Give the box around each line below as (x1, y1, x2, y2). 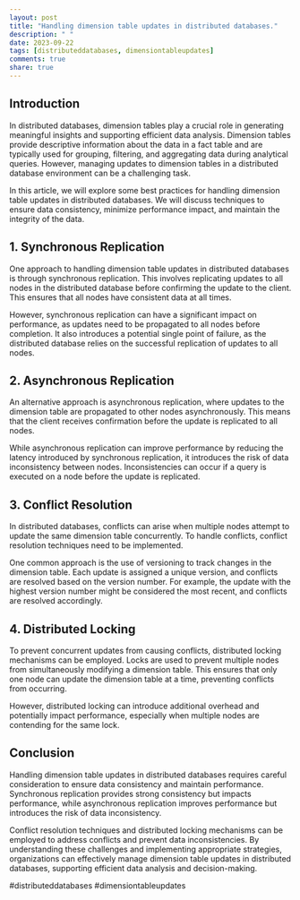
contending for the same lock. (9, 719, 120, 730)
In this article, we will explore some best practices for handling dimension (9, 184, 280, 195)
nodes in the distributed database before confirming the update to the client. (9, 282, 292, 293)
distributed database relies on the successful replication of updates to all (9, 338, 279, 348)
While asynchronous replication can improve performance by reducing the (9, 442, 284, 453)
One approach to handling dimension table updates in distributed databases (9, 263, 289, 274)
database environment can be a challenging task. (9, 167, 191, 178)
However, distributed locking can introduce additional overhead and (9, 700, 260, 711)
